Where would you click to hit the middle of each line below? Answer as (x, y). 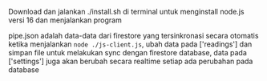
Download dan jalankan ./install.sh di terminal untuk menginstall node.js (126, 12)
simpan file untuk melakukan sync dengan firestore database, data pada (127, 53)
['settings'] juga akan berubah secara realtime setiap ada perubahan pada (131, 61)
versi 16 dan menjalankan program (65, 20)
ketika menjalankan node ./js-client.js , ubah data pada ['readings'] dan (130, 44)
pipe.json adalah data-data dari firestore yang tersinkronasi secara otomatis (133, 36)
